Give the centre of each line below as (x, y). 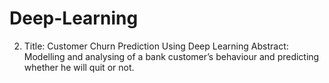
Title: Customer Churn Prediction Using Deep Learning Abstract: (156, 46)
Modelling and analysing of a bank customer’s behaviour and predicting (171, 56)
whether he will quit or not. (79, 67)
